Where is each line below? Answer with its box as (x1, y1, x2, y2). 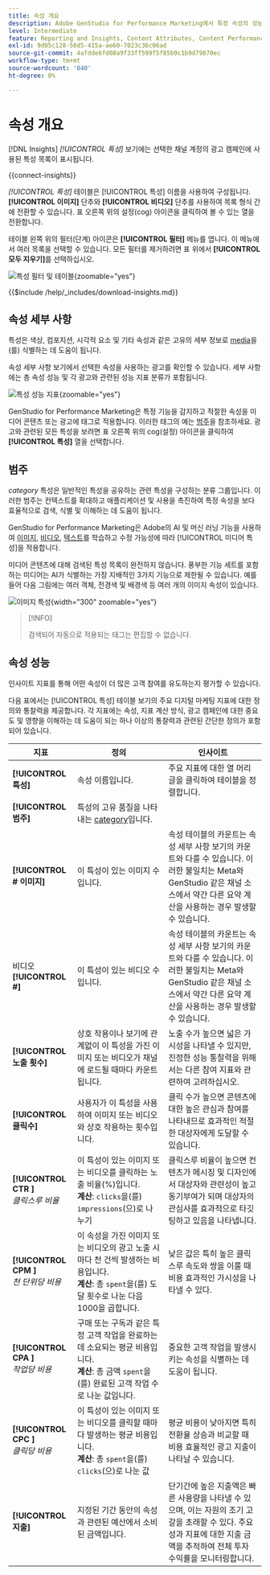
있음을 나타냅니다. (192, 1215, 257, 1226)
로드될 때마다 (86, 1064, 134, 1075)
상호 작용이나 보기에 (76, 1028, 149, 1038)
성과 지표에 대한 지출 (168, 1529, 242, 1540)
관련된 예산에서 (86, 1517, 141, 1528)
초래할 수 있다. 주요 (185, 1517, 254, 1528)
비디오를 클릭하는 (86, 1167, 149, 1178)
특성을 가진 (111, 1040, 151, 1051)
